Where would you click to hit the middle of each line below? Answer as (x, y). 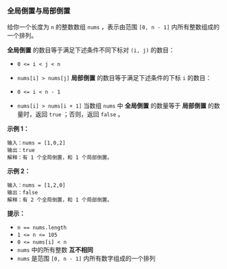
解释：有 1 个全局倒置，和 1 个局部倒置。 (60, 158)
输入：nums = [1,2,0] (36, 185)
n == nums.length (42, 228)
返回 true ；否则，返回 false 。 (80, 114)
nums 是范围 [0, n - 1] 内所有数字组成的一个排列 (86, 259)
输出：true (21, 151)
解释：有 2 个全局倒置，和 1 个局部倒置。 (60, 200)
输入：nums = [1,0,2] (36, 143)
